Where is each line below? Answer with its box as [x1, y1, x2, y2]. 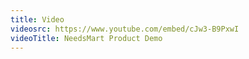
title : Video [10, 14, 65, 25]
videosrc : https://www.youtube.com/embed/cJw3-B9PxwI [10, 24, 240, 34]
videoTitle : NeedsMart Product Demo [10, 33, 163, 43]
